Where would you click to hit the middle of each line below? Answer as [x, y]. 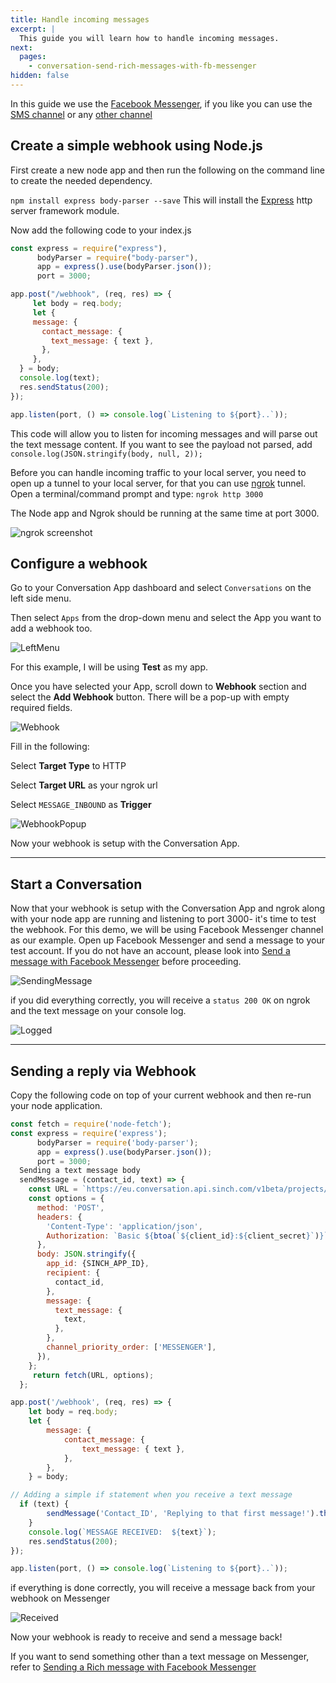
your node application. [56, 1105]
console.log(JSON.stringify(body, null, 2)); [106, 454]
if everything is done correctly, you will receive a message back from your [163, 1588]
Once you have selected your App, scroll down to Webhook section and [158, 687]
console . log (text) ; [60, 378]
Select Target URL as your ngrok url [84, 785]
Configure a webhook [79, 563]
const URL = [53, 1189]
